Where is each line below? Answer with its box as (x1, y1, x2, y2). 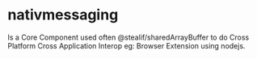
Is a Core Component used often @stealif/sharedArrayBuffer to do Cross (7, 32, 250, 42)
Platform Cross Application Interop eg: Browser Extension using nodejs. (7, 40, 246, 50)
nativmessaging (7, 6, 119, 24)
